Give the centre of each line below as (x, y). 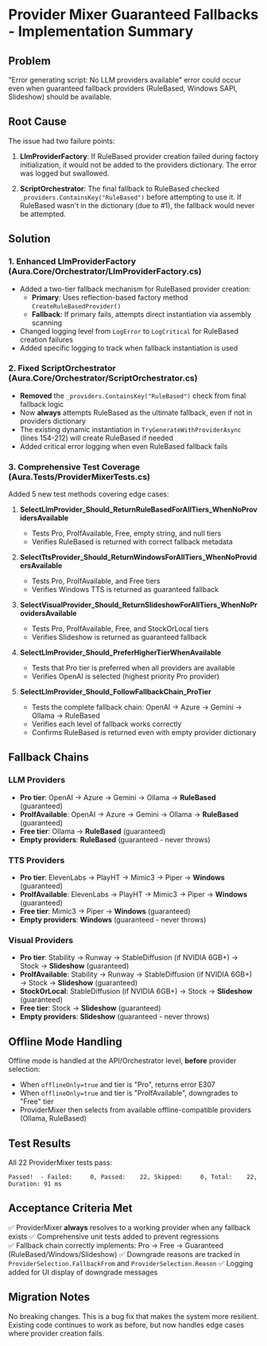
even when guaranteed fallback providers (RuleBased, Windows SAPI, (123, 88)
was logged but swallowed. (64, 173)
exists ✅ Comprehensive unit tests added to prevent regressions (114, 1236)
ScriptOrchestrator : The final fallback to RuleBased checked (120, 188)
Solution (29, 239)
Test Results (40, 1143)
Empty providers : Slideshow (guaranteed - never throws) (115, 1017)
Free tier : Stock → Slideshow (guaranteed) (90, 1008)
